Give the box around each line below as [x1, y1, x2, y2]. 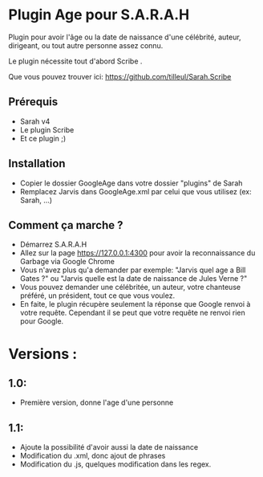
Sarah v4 [19, 116, 51, 126]
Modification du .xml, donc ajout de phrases [19, 451, 166, 461]
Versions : [8, 344, 78, 363]
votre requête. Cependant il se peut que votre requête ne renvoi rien [19, 308, 246, 318]
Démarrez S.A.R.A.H [19, 239, 87, 250]
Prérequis [8, 95, 59, 109]
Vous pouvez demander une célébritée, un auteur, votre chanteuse [19, 283, 241, 292]
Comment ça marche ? [8, 218, 123, 232]
